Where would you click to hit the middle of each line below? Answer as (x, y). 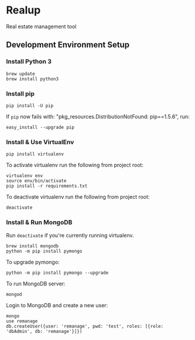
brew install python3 (32, 79)
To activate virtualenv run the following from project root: (75, 165)
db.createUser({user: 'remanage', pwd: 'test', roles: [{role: (85, 326)
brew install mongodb (32, 246)
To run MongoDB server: (36, 283)
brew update (20, 74)
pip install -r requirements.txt (47, 186)
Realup (23, 10)
